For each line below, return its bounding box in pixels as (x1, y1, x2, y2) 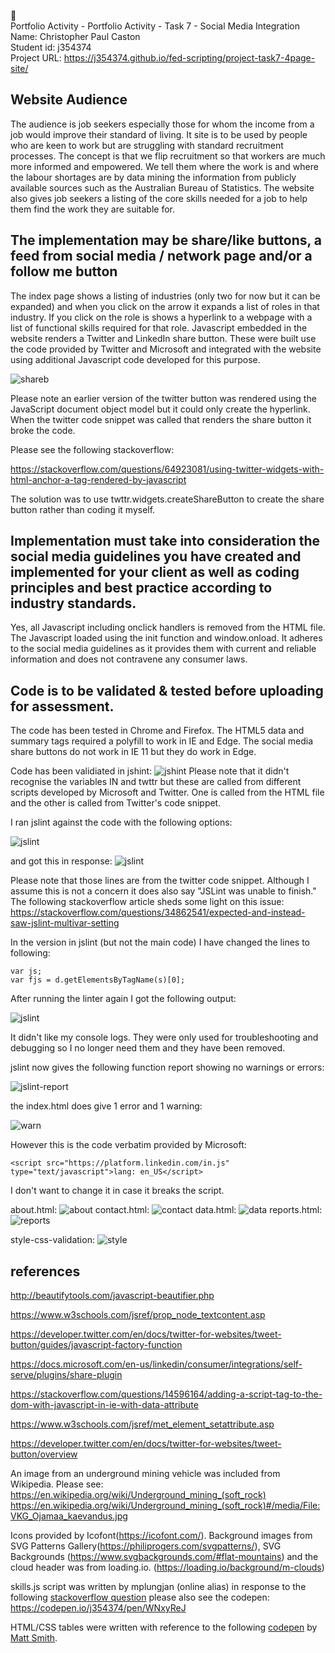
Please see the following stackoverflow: (10, 443, 175, 455)
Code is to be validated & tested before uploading (10, 682, 324, 699)
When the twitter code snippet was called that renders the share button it (10, 413, 312, 425)
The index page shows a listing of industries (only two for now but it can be (10, 290, 321, 302)
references (10, 1263, 81, 1280)
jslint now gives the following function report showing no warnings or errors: (10, 1061, 325, 1074)
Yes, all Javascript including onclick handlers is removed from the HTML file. (10, 621, 326, 634)
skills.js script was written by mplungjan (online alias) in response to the (10, 1581, 307, 1593)
